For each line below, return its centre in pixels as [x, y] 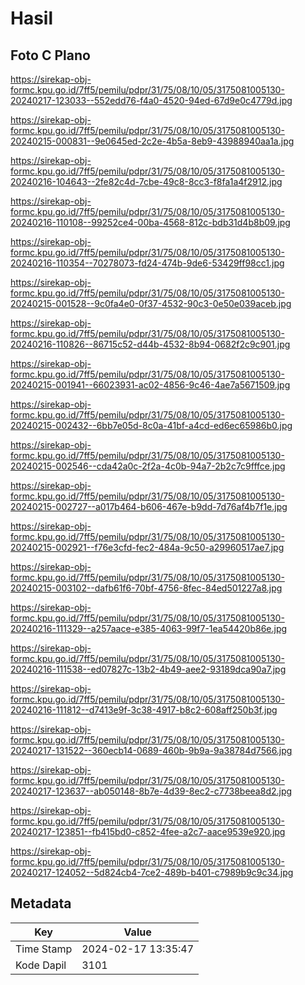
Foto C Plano [50, 55]
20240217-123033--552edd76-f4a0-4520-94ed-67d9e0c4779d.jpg [151, 100]
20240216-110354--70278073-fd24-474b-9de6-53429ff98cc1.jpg [147, 263]
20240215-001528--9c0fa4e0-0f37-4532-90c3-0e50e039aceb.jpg [151, 303]
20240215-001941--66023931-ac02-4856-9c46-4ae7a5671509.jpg [150, 385]
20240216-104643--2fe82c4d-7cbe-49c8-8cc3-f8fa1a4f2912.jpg [146, 181]
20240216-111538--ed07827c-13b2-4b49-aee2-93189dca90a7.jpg [148, 669]
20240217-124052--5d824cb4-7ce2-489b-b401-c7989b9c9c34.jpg [152, 872]
